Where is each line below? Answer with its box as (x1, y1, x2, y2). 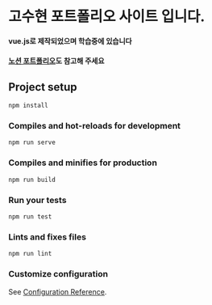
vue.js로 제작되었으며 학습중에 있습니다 (8, 36, 132, 45)
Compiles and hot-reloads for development (8, 121, 181, 132)
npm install (8, 102, 48, 110)
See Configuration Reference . (8, 286, 107, 296)
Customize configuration (8, 269, 109, 280)
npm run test (8, 213, 52, 221)
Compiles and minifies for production (8, 157, 157, 168)
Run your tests (8, 194, 67, 205)
